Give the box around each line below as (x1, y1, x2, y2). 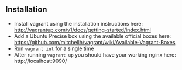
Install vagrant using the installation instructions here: (13, 20, 143, 27)
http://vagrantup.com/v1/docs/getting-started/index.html (13, 26, 152, 33)
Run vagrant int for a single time (13, 45, 94, 52)
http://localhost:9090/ (13, 57, 67, 64)
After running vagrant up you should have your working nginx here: (13, 51, 177, 58)
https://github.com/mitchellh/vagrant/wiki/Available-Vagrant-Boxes (13, 38, 176, 45)
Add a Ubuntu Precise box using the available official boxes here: (13, 32, 171, 40)
